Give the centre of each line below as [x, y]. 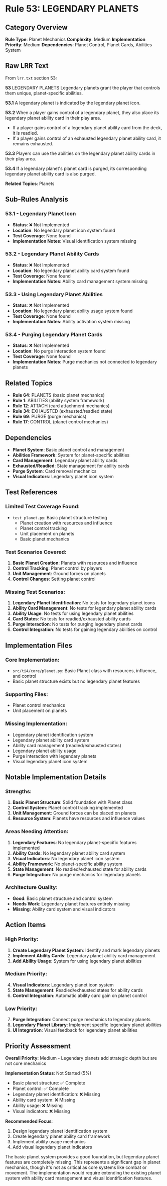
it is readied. [25, 133]
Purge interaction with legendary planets [54, 756]
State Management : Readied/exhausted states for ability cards [77, 990]
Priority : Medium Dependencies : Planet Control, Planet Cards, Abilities [78, 45]
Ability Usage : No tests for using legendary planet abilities [73, 613]
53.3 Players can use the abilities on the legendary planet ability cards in [80, 153]
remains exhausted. [33, 143]
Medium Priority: [26, 974]
